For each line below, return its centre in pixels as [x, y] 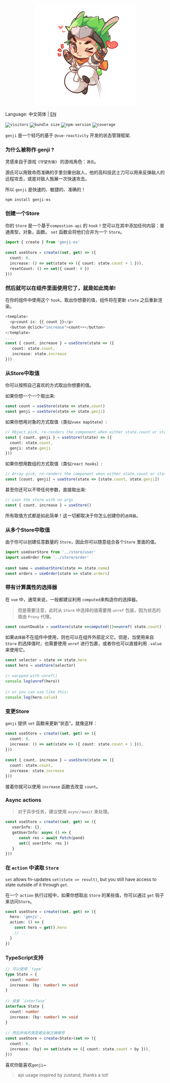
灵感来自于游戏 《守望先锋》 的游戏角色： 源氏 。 [52, 162]
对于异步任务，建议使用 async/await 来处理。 [65, 811]
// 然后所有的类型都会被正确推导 [35, 1033]
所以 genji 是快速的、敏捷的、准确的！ [46, 189]
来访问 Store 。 [20, 901]
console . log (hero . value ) [31, 697]
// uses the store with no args [39, 500]
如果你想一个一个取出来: [30, 396]
